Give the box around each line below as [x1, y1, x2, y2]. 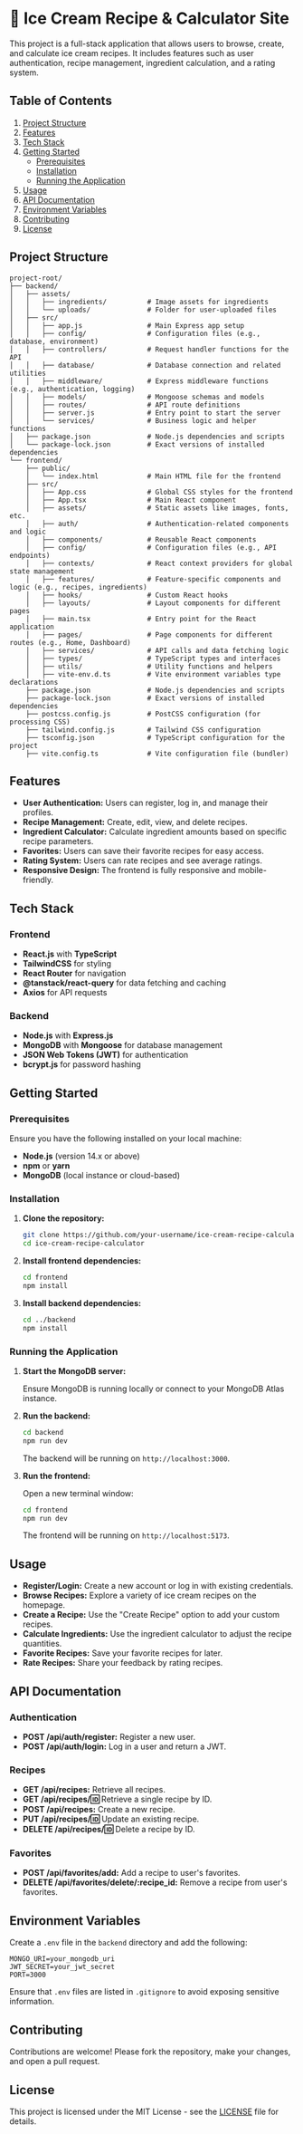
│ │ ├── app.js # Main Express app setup [9, 321, 245, 330]
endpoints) [9, 551, 51, 560]
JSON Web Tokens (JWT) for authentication [22, 1050, 189, 1061]
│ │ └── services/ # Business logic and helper [9, 416, 257, 425]
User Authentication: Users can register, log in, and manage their [22, 797, 269, 809]
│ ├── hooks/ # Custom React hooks [25, 591, 229, 600]
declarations [9, 678, 59, 687]
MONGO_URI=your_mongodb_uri [9, 1955, 116, 1964]
